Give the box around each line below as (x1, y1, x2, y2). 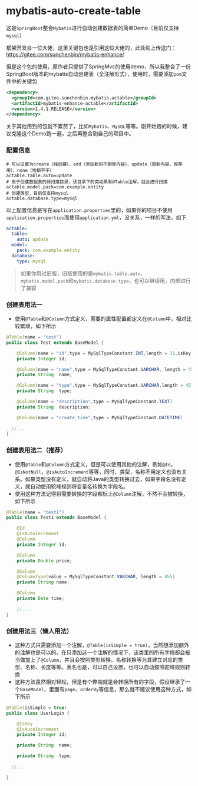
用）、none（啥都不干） (6, 167, 54, 173)
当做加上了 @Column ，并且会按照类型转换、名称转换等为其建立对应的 (14, 656, 178, 663)
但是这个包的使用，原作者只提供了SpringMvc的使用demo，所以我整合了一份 (6, 63, 191, 70)
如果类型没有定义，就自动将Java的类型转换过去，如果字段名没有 (25, 475, 181, 482)
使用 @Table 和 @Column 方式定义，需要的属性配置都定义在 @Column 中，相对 (14, 315, 187, 322)
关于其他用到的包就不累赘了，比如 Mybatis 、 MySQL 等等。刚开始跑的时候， (6, 122, 183, 130)
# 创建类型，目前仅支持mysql (6, 190, 69, 196)
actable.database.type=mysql (6, 195, 78, 201)
